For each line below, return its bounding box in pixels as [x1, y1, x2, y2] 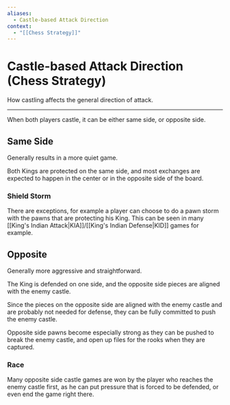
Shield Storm [7, 191, 51, 201]
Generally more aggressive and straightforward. [7, 267, 142, 275]
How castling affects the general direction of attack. [7, 96, 154, 104]
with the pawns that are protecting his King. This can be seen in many [7, 214, 204, 223]
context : [7, 23, 32, 29]
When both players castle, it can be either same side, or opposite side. [7, 116, 206, 124]
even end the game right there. [7, 390, 94, 398]
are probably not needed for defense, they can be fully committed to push [7, 308, 216, 316]
